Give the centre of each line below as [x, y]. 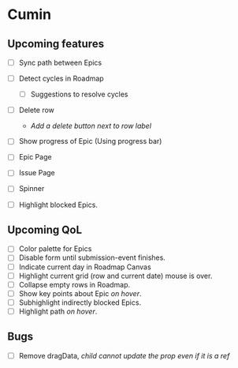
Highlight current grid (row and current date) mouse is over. [115, 276]
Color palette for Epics [55, 249]
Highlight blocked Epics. [58, 205]
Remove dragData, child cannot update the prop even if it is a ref [124, 355]
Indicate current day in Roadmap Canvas [85, 267]
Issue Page [37, 173]
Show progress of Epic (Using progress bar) [90, 141]
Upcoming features [56, 44]
